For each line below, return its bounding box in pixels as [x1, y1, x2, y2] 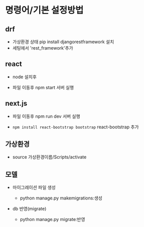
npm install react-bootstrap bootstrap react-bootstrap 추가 [12, 124, 139, 130]
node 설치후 [12, 74, 37, 80]
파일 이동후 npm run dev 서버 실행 [12, 113, 80, 119]
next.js [5, 99, 28, 108]
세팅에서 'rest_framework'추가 [12, 45, 74, 51]
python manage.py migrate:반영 [20, 216, 85, 222]
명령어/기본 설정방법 [5, 5, 84, 16]
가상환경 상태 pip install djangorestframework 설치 [12, 39, 114, 45]
